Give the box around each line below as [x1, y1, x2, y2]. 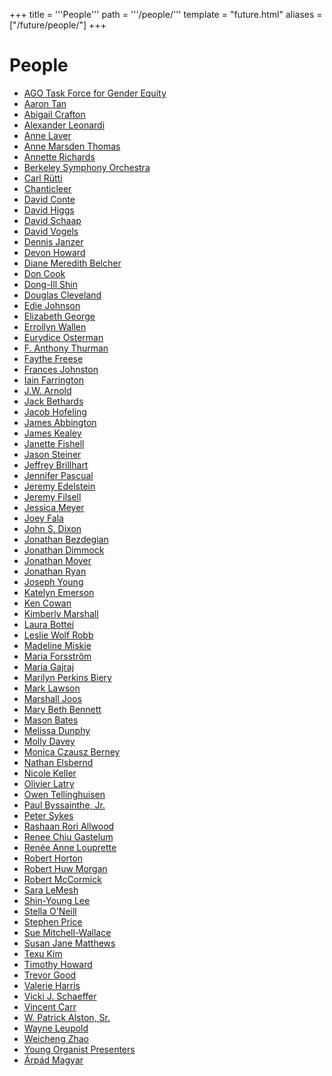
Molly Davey [23, 735, 76, 747]
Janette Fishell [23, 437, 85, 449]
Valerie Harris [23, 979, 81, 991]
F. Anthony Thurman [23, 342, 109, 354]
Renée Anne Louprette [23, 841, 117, 853]
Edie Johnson [23, 299, 81, 311]
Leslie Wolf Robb [23, 629, 94, 641]
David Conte [23, 193, 76, 205]
